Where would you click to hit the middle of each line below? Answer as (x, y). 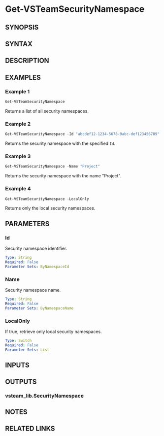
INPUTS (17, 365)
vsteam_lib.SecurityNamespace (44, 396)
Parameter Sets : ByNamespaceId (37, 267)
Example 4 (18, 189)
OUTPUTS (21, 382)
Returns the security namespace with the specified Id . (60, 143)
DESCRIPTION (27, 61)
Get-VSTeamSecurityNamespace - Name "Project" (52, 167)
